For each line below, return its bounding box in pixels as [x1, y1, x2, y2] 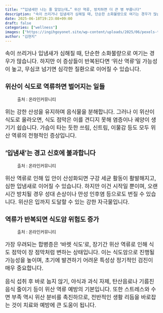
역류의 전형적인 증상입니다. [11, 132, 77, 139]
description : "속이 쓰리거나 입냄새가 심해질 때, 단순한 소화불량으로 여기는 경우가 [5, 12, 151, 16]
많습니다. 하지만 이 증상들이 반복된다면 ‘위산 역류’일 [16, 58, 141, 65]
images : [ [5, 30, 25, 34]
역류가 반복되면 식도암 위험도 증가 [5, 215, 99, 223]
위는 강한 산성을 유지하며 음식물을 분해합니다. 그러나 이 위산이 [5, 108, 155, 115]
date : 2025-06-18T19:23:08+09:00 [5, 16, 73, 21]
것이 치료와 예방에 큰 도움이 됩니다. [11, 302, 97, 309]
